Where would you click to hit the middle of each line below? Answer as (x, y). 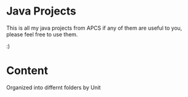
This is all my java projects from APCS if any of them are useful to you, (94, 28)
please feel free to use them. (42, 34)
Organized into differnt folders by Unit (54, 87)
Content (27, 71)
